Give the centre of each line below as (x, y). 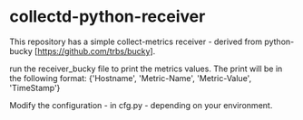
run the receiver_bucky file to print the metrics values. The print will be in (146, 69)
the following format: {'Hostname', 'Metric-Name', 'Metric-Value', (131, 78)
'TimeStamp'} (35, 88)
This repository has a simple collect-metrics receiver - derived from (136, 42)
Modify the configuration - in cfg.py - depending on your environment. (141, 105)
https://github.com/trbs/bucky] (95, 51)
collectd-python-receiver (108, 17)
